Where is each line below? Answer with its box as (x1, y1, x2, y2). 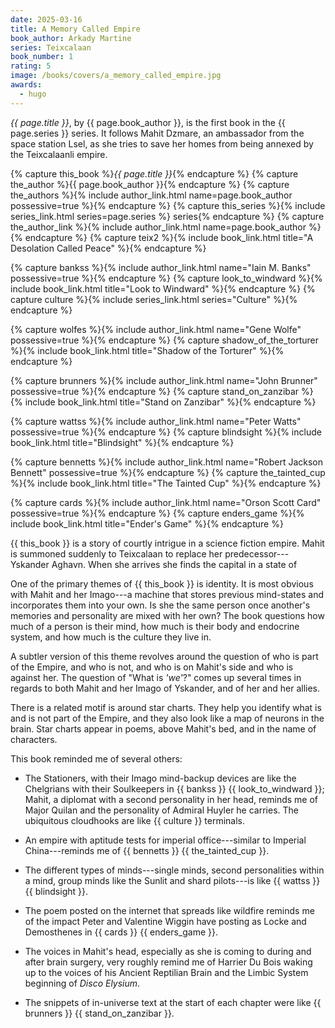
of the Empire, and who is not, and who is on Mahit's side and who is (10, 661, 294, 673)
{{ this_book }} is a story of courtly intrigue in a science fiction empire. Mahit (10, 537, 325, 549)
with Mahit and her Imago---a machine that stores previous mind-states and (10, 588, 324, 600)
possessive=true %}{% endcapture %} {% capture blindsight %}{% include (10, 426, 322, 438)
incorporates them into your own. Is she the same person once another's (10, 599, 311, 611)
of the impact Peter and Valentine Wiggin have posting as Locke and (24, 915, 307, 927)
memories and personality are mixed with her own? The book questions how (10, 609, 325, 621)
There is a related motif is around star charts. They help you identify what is (10, 701, 322, 713)
